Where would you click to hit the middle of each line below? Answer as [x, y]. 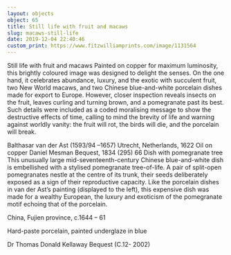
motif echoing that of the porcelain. [57, 204]
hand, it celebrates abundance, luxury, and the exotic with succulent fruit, [112, 80]
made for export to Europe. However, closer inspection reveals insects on [112, 95]
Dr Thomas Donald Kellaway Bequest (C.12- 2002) [79, 244]
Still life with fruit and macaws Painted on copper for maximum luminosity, [113, 65]
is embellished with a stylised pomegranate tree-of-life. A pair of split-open [114, 167]
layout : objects [30, 14]
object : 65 [23, 20]
